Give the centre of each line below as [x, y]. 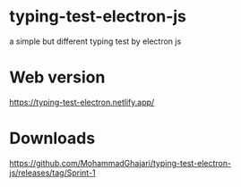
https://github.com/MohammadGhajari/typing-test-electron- [120, 163]
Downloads [52, 138]
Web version [57, 77]
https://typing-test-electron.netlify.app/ [82, 102]
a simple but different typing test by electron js [95, 41]
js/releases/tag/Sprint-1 [52, 173]
